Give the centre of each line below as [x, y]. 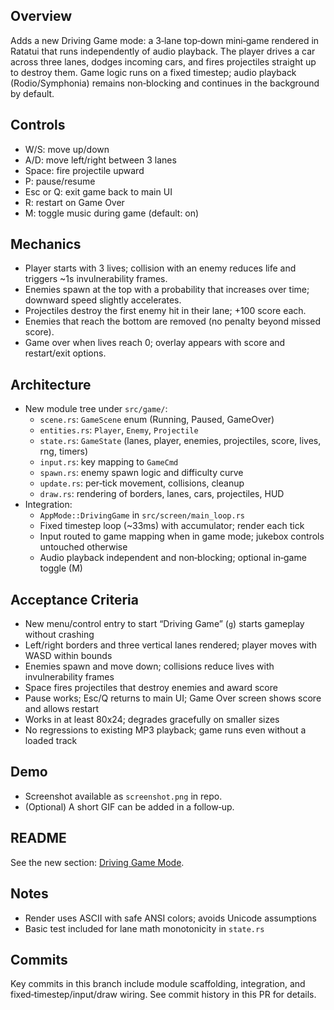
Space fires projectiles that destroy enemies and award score [151, 688]
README [38, 838]
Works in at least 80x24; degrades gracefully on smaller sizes [152, 720]
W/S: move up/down [67, 149]
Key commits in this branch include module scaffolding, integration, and [158, 984]
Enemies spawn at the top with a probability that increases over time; [167, 290]
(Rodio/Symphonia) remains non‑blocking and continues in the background [165, 83]
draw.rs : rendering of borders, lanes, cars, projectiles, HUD [162, 494]
